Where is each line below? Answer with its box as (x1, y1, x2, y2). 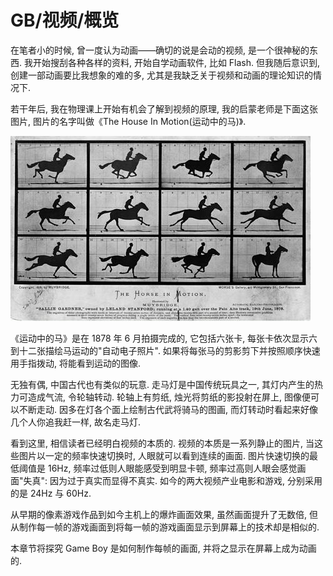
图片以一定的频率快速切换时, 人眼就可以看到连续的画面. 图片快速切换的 (18, 449, 310, 461)
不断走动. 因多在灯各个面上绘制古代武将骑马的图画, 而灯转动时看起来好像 (18, 403, 318, 415)
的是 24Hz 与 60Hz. (10, 487, 92, 499)
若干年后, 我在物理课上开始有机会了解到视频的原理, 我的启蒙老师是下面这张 (10, 102, 318, 115)
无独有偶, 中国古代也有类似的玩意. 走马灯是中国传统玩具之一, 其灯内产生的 (10, 378, 315, 390)
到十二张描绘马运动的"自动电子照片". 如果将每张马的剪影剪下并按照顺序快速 (10, 344, 321, 356)
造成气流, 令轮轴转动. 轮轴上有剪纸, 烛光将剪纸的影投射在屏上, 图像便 (27, 391, 311, 403)
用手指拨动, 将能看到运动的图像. (10, 357, 142, 369)
